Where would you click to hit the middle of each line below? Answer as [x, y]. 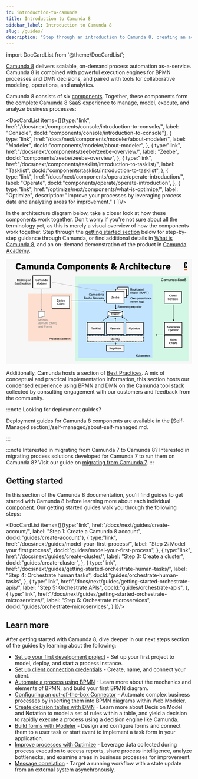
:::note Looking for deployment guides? [54, 409]
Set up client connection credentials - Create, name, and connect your [100, 669]
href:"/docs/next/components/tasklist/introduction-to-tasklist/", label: [90, 164]
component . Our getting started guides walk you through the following [91, 507]
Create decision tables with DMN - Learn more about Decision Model [98, 707]
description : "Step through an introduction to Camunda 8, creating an [96, 37]
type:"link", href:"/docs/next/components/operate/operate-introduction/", [95, 177]
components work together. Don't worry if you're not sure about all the [92, 219]
